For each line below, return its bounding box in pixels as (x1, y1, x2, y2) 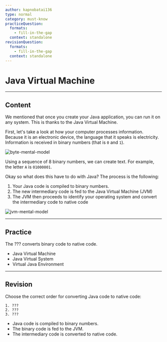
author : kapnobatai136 (5, 7, 52, 12)
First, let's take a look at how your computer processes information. (5, 129, 144, 135)
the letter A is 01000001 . (5, 164, 52, 170)
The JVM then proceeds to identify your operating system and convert (12, 194, 157, 200)
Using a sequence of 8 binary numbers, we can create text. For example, (5, 159, 155, 165)
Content (5, 100, 31, 109)
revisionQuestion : (5, 40, 43, 45)
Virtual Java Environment (12, 261, 64, 267)
